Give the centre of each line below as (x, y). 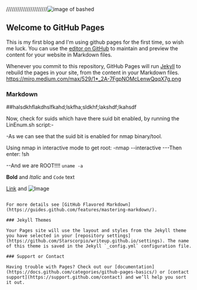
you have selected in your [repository (55, 236)
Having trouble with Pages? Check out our (59, 267)
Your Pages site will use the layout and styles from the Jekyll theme (96, 231)
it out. (16, 283)
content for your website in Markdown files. (59, 55)
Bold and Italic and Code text (41, 177)
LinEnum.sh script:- (30, 125)
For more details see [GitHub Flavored (55, 205)
